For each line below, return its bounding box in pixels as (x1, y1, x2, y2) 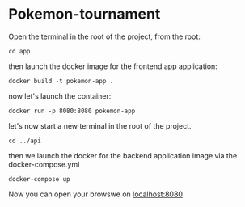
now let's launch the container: (8, 91, 112, 101)
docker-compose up (8, 175, 70, 183)
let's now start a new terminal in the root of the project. (8, 120, 192, 130)
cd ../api (8, 137, 42, 145)
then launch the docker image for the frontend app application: (8, 61, 218, 71)
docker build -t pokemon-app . (8, 77, 114, 85)
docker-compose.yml (8, 159, 80, 169)
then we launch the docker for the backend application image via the (8, 150, 238, 160)
